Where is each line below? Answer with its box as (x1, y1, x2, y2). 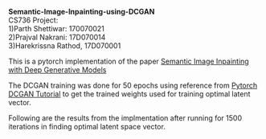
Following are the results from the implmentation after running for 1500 (8, 113, 243, 123)
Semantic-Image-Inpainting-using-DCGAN (8, 7, 155, 16)
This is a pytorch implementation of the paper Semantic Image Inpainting (8, 56, 249, 66)
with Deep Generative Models (8, 65, 107, 75)
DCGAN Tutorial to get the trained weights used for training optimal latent (8, 89, 251, 99)
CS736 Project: (8, 15, 59, 25)
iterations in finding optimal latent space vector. (8, 122, 166, 131)
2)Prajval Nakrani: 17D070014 (8, 32, 106, 42)
